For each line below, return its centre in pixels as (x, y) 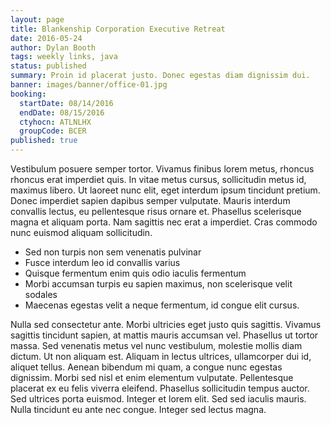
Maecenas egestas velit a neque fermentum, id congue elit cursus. (162, 305)
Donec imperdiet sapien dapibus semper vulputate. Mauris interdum (150, 200)
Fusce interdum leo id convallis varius (102, 262)
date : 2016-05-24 (46, 38)
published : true (44, 141)
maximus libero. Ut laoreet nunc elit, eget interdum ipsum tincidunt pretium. (165, 190)
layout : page (37, 19)
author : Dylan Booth (53, 47)
